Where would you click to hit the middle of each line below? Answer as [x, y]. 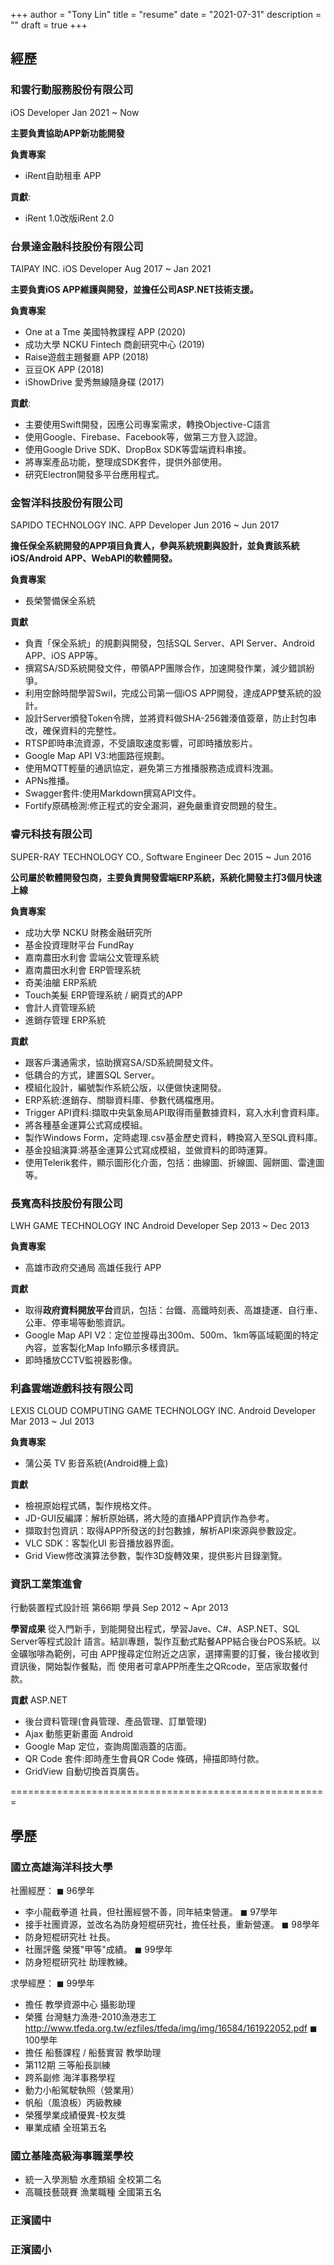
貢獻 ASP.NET [39, 1700]
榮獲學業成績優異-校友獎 [75, 2115]
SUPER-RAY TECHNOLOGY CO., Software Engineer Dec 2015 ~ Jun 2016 [161, 856]
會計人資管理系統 [60, 1007]
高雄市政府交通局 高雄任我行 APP [93, 1267]
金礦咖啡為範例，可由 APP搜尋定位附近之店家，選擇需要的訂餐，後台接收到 [165, 1654]
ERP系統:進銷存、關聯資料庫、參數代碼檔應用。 [122, 1100]
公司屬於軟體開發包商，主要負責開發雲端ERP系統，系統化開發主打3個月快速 [166, 877]
